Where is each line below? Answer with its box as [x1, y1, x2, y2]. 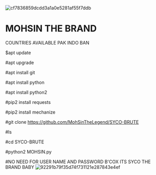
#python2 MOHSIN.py [5, 148, 52, 155]
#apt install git [5, 69, 35, 75]
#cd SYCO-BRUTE [5, 139, 44, 145]
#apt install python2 [5, 89, 48, 95]
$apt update [5, 49, 31, 56]
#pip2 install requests [5, 99, 51, 105]
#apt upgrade [5, 59, 34, 65]
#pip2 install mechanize [5, 109, 56, 115]
